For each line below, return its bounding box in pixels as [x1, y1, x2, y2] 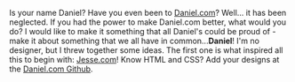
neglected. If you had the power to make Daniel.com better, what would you [9, 17, 287, 27]
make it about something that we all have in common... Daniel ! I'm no [9, 35, 260, 46]
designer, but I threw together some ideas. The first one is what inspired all [9, 45, 283, 56]
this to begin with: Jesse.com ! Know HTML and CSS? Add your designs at [9, 55, 280, 64]
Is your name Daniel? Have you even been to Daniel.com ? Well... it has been [9, 8, 287, 18]
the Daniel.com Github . [9, 63, 93, 74]
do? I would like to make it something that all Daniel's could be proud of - [9, 26, 276, 36]
